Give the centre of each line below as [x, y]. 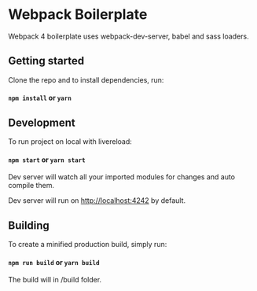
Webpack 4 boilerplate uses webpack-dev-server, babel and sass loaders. [128, 36]
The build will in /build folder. [55, 280]
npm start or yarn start [47, 160]
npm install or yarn [40, 98]
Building [29, 225]
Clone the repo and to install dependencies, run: [86, 79]
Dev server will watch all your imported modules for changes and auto [122, 177]
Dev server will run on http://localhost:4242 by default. [97, 201]
